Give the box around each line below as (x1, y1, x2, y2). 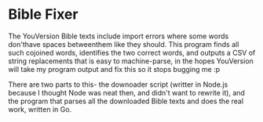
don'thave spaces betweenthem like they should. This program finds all (8, 39, 239, 48)
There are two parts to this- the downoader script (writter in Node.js (8, 80, 228, 89)
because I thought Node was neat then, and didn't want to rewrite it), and (8, 88, 246, 97)
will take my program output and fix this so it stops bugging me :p (8, 64, 221, 74)
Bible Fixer (8, 5, 79, 23)
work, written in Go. (8, 104, 72, 114)
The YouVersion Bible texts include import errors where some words (8, 31, 229, 41)
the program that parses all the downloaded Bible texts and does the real (8, 96, 244, 106)
